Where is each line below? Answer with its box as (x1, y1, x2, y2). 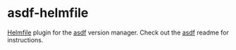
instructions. (7, 35, 44, 44)
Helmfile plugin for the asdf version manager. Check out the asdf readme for (7, 28, 229, 37)
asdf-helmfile (7, 5, 89, 21)
